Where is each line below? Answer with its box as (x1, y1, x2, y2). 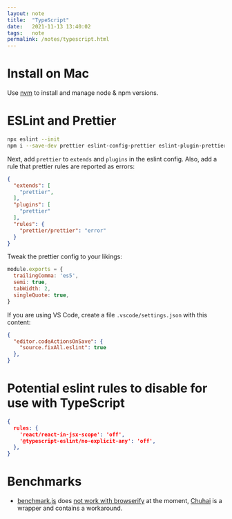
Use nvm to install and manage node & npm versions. (7, 89, 159, 97)
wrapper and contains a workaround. (17, 504, 123, 513)
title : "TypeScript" (7, 17, 70, 24)
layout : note (7, 10, 45, 17)
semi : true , (13, 279, 48, 286)
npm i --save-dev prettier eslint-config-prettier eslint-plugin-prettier (7, 142, 227, 149)
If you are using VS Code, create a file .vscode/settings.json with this (7, 310, 208, 319)
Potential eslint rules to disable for (7, 380, 208, 396)
